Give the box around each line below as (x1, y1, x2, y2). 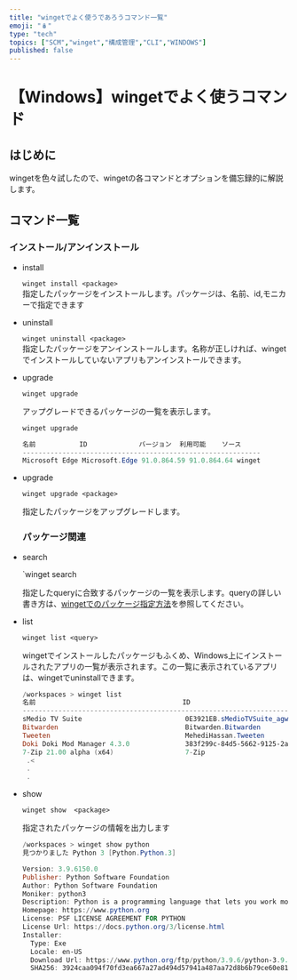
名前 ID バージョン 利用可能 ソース (21, 439, 242, 449)
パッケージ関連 (21, 531, 86, 543)
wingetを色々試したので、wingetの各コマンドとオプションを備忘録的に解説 (9, 173, 284, 183)
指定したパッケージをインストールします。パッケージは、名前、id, (21, 288, 263, 299)
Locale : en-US (30, 947, 82, 956)
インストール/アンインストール (9, 241, 140, 253)
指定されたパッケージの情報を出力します (21, 823, 170, 833)
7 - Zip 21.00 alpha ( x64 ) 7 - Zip (21, 748, 206, 757)
